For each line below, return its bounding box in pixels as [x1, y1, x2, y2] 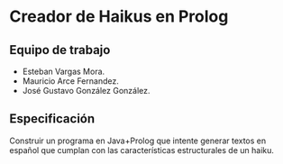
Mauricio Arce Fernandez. [22, 76, 119, 87]
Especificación [9, 111, 96, 127]
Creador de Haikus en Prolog [9, 6, 229, 27]
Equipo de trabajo [9, 42, 111, 58]
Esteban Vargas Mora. [22, 66, 105, 77]
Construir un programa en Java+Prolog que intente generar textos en [9, 135, 267, 146]
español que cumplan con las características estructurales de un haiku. [9, 144, 275, 155]
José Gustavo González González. [22, 86, 151, 96]
